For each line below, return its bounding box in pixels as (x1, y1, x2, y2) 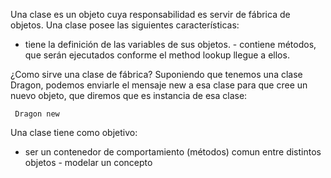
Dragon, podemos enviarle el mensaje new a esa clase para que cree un (10, 79, 308, 91)
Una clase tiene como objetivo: (10, 127, 138, 138)
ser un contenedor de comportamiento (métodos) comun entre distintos (24, 146, 322, 158)
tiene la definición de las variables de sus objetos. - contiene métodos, (24, 39, 317, 50)
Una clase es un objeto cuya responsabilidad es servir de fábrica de (10, 9, 291, 20)
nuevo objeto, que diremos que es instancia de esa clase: (10, 90, 248, 101)
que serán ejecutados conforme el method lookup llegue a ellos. (24, 49, 290, 61)
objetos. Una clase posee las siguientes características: (10, 19, 240, 31)
